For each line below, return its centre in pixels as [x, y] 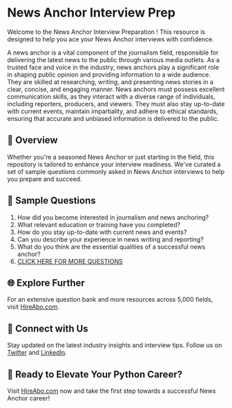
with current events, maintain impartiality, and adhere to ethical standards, [113, 111]
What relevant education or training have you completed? [99, 224]
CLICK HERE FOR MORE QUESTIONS [70, 261]
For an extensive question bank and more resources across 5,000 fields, [110, 300]
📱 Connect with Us [48, 328]
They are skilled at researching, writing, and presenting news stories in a [110, 81]
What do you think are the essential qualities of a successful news [111, 246]
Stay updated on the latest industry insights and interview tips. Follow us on [115, 345]
